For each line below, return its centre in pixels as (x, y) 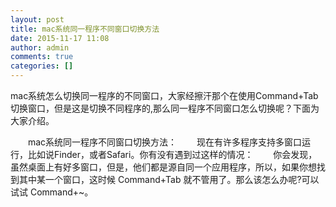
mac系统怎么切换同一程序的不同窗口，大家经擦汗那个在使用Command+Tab (164, 95)
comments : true (42, 57)
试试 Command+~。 (52, 192)
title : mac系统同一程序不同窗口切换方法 (85, 29)
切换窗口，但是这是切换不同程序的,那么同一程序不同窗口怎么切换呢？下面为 (165, 108)
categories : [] (42, 66)
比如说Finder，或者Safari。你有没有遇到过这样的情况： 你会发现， (172, 154)
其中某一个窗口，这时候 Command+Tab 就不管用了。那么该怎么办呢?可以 (169, 179)
